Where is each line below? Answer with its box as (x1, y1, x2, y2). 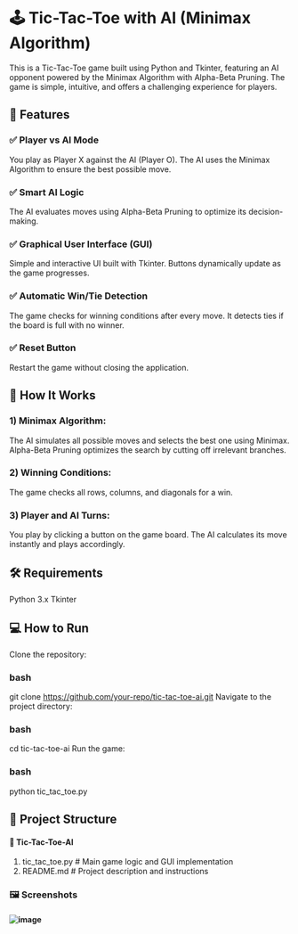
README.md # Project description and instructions (21, 866, 209, 877)
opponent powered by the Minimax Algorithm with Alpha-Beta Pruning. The (9, 71, 286, 82)
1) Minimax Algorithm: (9, 414, 107, 427)
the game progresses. (9, 267, 90, 278)
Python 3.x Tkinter (9, 594, 77, 604)
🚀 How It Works (9, 388, 96, 403)
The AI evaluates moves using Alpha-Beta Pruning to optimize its (9, 206, 247, 217)
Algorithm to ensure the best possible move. (9, 163, 172, 175)
